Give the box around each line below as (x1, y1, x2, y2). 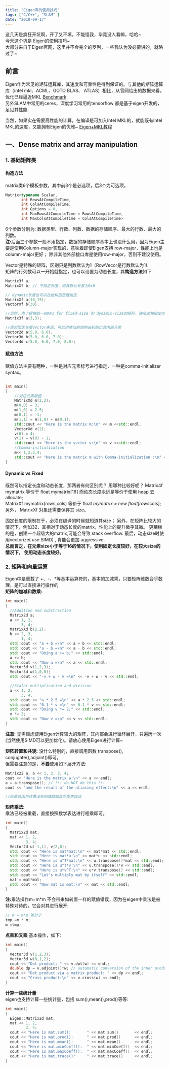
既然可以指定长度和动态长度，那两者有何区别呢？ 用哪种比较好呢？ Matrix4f (5, 482, 163, 488)
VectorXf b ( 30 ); (5, 302, 39, 307)
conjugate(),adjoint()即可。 (5, 754, 62, 760)
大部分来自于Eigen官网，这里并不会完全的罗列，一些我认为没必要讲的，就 (5, 44, 159, 50)
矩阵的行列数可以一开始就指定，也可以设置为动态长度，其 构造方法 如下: (5, 268, 153, 274)
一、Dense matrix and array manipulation (5, 140, 138, 149)
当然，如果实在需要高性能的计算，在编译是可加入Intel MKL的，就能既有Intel (5, 117, 162, 123)
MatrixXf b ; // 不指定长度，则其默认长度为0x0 (5, 283, 95, 288)
